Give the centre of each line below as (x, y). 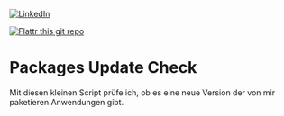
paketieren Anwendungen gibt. (67, 102)
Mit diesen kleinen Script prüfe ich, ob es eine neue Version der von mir (142, 92)
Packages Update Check (103, 68)
